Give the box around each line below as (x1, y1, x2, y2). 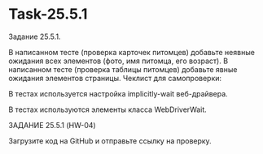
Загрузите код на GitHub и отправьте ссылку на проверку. (8, 135, 212, 146)
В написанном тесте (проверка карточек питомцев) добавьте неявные (8, 47, 255, 57)
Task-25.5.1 (8, 5, 88, 24)
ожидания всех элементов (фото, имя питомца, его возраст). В (8, 56, 229, 66)
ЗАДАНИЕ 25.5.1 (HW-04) (8, 120, 96, 130)
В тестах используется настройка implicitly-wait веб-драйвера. (8, 88, 228, 98)
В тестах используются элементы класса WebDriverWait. (8, 105, 208, 114)
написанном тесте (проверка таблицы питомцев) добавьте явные (8, 64, 238, 74)
